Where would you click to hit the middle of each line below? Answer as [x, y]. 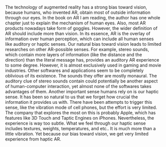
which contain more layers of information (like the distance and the [74, 55]
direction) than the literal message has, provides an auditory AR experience [82, 60]
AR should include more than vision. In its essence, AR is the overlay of [78, 34]
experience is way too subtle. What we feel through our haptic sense [76, 123]
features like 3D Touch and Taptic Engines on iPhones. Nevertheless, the [80, 118]
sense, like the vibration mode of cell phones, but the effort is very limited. [81, 107]
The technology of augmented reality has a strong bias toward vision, [76, 7]
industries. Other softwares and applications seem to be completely [75, 71]
